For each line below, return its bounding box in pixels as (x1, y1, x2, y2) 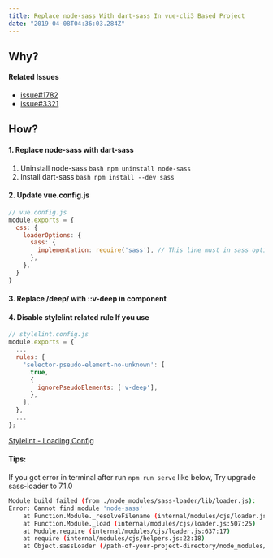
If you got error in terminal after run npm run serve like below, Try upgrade (8, 473, 256, 482)
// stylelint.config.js (8, 331, 89, 339)
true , (29, 368, 49, 376)
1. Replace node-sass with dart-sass (8, 145, 134, 155)
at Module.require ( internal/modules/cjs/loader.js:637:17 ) (23, 527, 231, 535)
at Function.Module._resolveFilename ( (23, 512, 158, 520)
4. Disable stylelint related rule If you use (8, 312, 149, 322)
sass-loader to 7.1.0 (8, 481, 73, 491)
